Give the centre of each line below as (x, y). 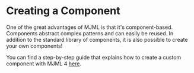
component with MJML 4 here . (44, 64)
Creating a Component (63, 11)
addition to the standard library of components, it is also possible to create (97, 39)
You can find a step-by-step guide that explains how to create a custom (94, 57)
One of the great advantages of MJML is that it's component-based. (90, 27)
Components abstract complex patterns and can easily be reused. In (90, 33)
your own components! (34, 46)
